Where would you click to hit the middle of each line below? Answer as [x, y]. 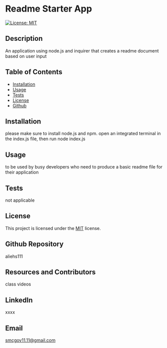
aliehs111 [14, 256]
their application [22, 172]
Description [24, 39]
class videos [18, 284]
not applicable [20, 200]
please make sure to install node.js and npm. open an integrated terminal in [83, 134]
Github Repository [34, 244]
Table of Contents [34, 72]
